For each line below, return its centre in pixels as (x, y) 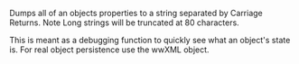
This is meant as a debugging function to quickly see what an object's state (150, 40)
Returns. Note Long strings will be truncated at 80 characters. (124, 23)
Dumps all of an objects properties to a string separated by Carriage (136, 13)
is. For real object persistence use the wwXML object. (109, 50)
